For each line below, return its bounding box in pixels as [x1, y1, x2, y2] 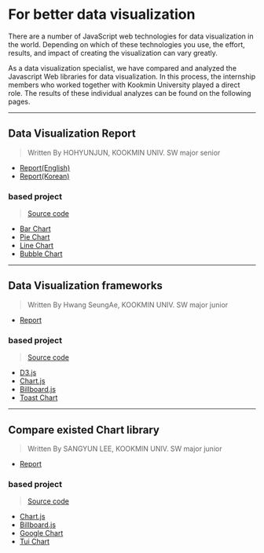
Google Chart [19, 529, 64, 538]
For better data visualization [8, 5, 196, 24]
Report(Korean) [19, 171, 70, 181]
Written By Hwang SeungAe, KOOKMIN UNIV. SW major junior [27, 300, 229, 309]
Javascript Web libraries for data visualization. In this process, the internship [8, 71, 256, 81]
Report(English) [19, 163, 71, 172]
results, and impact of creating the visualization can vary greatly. [8, 48, 218, 57]
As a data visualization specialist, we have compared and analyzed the [8, 63, 237, 72]
